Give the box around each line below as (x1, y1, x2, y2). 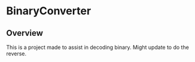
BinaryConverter (6, 4, 92, 18)
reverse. (6, 50, 27, 57)
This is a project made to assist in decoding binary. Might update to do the (6, 44, 190, 51)
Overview (6, 28, 44, 38)
